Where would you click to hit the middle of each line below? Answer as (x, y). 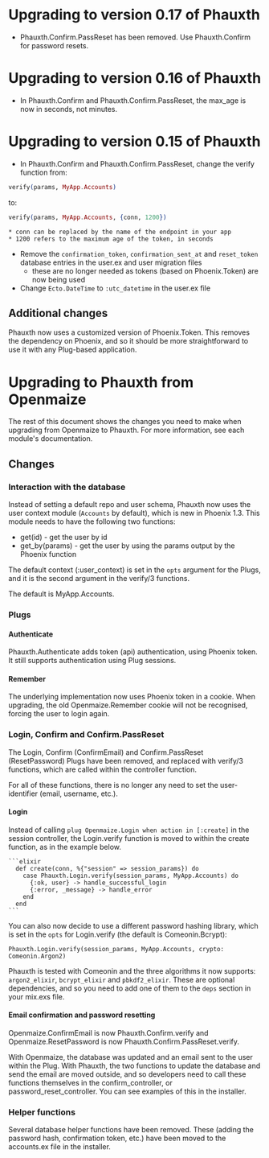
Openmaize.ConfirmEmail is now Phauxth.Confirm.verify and (108, 1033)
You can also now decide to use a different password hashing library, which (133, 925)
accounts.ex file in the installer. (59, 1147)
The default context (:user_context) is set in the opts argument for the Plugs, (134, 570)
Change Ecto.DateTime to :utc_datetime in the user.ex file (115, 288)
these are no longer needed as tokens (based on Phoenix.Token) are (145, 270)
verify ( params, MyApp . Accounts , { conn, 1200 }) (88, 217)
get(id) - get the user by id (63, 537)
